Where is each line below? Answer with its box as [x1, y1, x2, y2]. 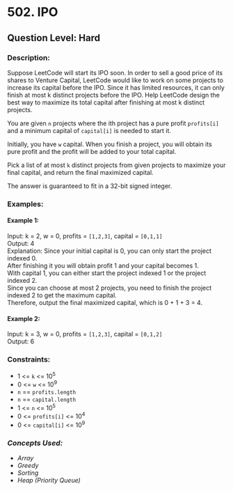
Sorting [17, 469, 39, 477]
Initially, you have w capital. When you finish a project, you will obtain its [7, 140, 212, 148]
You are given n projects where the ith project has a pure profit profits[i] [7, 119, 219, 127]
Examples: [7, 199, 44, 209]
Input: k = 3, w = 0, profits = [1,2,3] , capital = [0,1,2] [7, 330, 163, 338]
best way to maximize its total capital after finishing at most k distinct [7, 98, 205, 107]
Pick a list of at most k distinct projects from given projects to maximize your [7, 161, 226, 169]
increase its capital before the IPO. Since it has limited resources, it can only [7, 83, 225, 91]
